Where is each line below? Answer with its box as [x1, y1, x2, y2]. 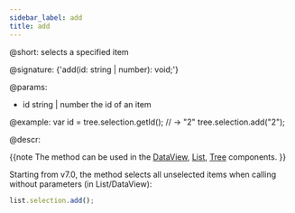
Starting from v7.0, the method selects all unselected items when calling [9, 169, 277, 180]
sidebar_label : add [9, 13, 83, 23]
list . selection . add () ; [9, 196, 95, 205]
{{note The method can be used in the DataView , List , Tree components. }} [9, 151, 287, 162]
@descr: [9, 134, 41, 144]
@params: [9, 81, 48, 92]
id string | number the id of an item [22, 98, 152, 109]
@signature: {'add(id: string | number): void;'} [9, 64, 179, 75]
